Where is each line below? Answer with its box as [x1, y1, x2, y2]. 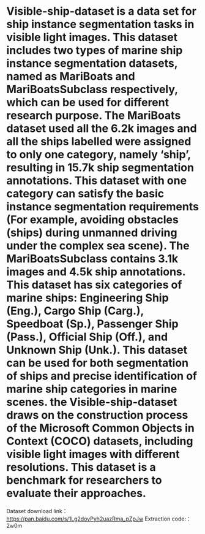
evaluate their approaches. [6, 486, 147, 500]
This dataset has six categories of [6, 278, 182, 292]
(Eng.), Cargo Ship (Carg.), [6, 304, 144, 318]
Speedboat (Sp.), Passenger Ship [6, 317, 179, 331]
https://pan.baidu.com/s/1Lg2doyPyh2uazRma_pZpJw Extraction [6, 515, 171, 522]
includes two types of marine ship [6, 44, 183, 58]
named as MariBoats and [6, 69, 136, 83]
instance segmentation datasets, [6, 56, 178, 71]
